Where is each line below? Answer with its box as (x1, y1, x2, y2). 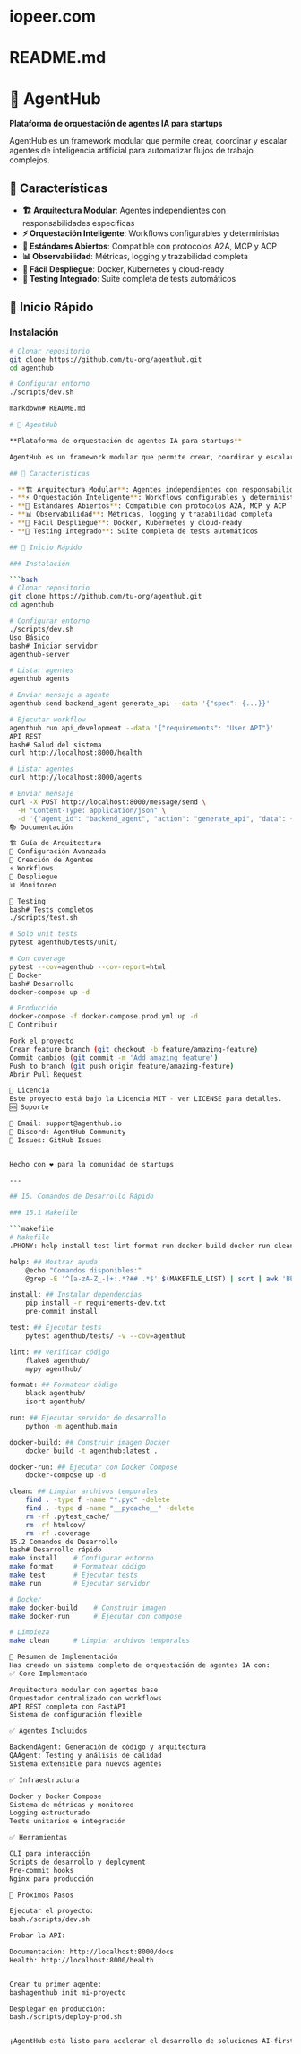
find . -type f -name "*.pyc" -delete (25, 1496, 170, 1505)
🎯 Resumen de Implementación (9, 1653, 118, 1662)
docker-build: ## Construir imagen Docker (9, 1438, 170, 1447)
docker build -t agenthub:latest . (25, 1447, 159, 1455)
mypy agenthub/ (25, 1364, 82, 1374)
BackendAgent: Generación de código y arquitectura (9, 1743, 206, 1752)
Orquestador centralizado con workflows (9, 1693, 163, 1702)
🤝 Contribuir (9, 1020, 58, 1029)
